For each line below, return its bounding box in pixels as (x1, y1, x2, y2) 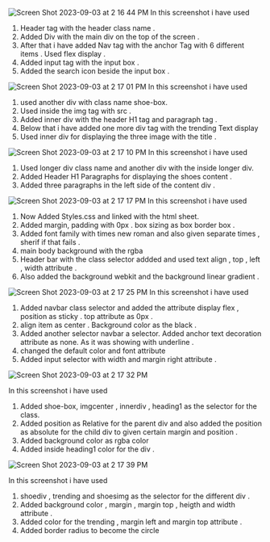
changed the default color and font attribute (19, 346, 166, 355)
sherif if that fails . (19, 237, 81, 246)
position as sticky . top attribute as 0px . (19, 312, 153, 321)
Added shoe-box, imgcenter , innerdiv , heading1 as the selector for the (19, 401, 258, 411)
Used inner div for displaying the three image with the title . (19, 132, 217, 141)
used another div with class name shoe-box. (19, 98, 168, 107)
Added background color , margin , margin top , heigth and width (19, 500, 235, 509)
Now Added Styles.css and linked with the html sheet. (19, 212, 200, 221)
